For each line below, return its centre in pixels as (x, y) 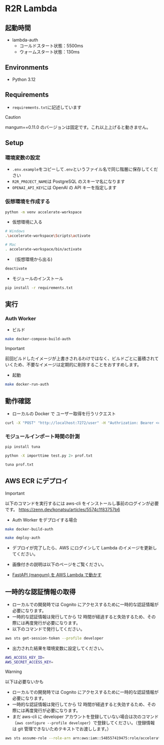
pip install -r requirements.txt (39, 288)
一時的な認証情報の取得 (40, 592)
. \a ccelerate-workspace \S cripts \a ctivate (48, 236)
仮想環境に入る (27, 222)
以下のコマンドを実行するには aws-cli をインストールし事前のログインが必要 (82, 503)
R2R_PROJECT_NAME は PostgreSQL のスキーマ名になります (69, 181)
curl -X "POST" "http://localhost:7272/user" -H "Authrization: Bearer (79, 423)
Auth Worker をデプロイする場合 (45, 520)
